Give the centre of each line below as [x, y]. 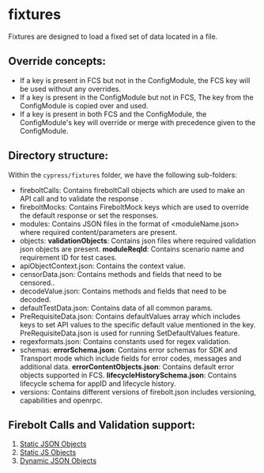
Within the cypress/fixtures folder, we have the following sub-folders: [123, 175]
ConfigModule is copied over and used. [84, 105]
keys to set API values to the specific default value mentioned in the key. [138, 324]
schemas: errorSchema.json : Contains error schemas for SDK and [128, 350]
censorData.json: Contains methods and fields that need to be [121, 274]
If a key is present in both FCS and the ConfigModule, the [113, 114]
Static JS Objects [48, 452]
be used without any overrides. [70, 89]
